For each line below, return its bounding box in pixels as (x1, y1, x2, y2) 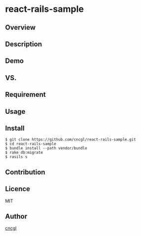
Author (5, 212, 27, 221)
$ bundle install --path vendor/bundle (5, 146, 88, 151)
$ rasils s (5, 154, 28, 159)
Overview (5, 23, 36, 32)
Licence (5, 185, 31, 193)
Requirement (5, 91, 46, 99)
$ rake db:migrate (5, 150, 43, 155)
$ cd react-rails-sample (5, 142, 56, 146)
